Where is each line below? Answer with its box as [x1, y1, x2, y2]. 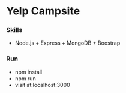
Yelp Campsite [6, 4, 80, 18]
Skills [6, 26, 23, 34]
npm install [14, 68, 43, 75]
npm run [14, 74, 36, 82]
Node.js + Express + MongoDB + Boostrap [14, 39, 121, 46]
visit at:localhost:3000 [14, 81, 70, 88]
